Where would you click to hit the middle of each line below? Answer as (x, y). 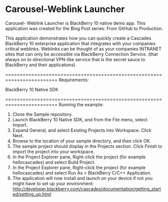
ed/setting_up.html (32, 194)
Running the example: (81, 104)
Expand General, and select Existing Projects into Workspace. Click (82, 130)
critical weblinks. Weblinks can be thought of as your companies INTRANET (83, 49)
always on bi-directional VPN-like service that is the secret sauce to (75, 59)
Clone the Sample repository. (42, 114)
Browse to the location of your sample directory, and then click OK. (82, 141)
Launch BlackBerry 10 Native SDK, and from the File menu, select (80, 119)
